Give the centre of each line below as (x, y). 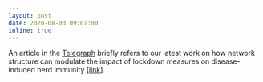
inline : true (30, 30)
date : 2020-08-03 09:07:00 (53, 23)
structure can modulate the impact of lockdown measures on (109, 61)
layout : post (30, 16)
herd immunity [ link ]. (71, 70)
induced (22, 70)
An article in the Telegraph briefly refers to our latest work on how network (131, 53)
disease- (226, 61)
